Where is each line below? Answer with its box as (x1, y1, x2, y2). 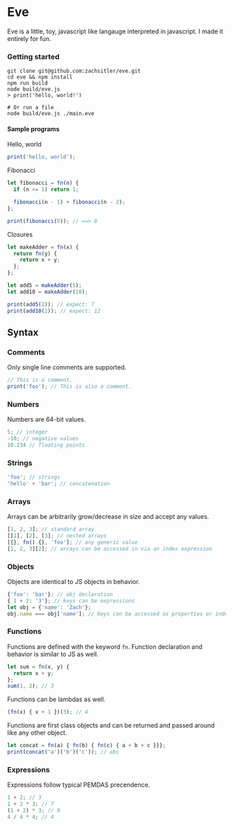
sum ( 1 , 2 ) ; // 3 (7, 683, 54, 690)
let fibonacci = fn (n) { (7, 180, 79, 187)
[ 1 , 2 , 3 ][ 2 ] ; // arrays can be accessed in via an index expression (7, 545, 213, 552)
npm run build (7, 80, 49, 87)
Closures (7, 230, 33, 238)
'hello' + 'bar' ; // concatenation (7, 481, 110, 487)
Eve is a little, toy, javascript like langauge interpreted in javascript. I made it (7, 27, 223, 35)
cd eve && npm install (7, 74, 73, 81)
